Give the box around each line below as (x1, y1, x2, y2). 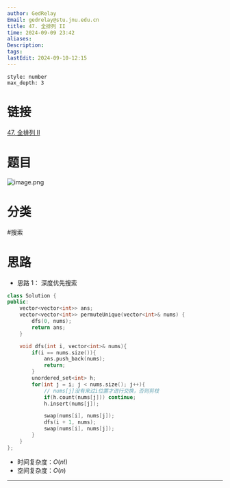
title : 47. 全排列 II (7, 23, 66, 29)
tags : (7, 49, 23, 56)
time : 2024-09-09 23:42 (7, 29, 75, 36)
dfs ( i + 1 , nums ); (43, 419, 97, 426)
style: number (7, 73, 48, 80)
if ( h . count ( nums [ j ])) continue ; (43, 393, 136, 401)
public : (7, 299, 29, 306)
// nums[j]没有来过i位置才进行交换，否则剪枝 (43, 387, 159, 394)
